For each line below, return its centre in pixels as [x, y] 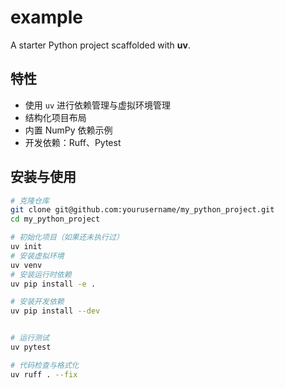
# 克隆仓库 [30, 201]
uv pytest [31, 347]
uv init [26, 247]
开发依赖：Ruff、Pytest [73, 142]
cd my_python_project [55, 219]
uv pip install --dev [55, 311]
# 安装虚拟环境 [37, 256]
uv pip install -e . [53, 284]
